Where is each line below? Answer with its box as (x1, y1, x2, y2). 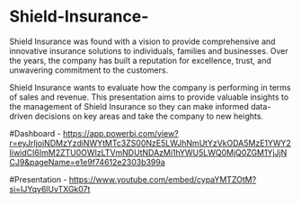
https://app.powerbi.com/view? (62, 128, 180, 138)
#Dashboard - (9, 128, 61, 138)
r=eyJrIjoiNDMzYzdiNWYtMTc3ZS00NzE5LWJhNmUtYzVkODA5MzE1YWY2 (9, 137, 292, 148)
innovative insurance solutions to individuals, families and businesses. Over (9, 45, 289, 56)
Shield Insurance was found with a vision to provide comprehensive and (9, 36, 276, 47)
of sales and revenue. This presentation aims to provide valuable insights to (9, 92, 289, 102)
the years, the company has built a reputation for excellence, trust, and (9, 55, 271, 66)
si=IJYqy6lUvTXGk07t (9, 183, 91, 194)
